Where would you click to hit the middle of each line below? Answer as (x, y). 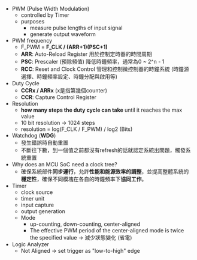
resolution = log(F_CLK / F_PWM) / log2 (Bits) (77, 129)
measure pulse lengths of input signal (76, 28)
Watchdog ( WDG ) (34, 135)
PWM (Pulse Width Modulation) (51, 9)
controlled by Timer (45, 15)
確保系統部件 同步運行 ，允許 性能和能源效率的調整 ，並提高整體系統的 (105, 171)
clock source (37, 192)
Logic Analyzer (31, 244)
